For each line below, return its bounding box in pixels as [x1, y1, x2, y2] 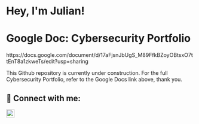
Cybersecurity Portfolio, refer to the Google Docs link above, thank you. [6, 76, 182, 83]
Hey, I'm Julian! [6, 4, 85, 18]
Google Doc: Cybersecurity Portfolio [6, 32, 191, 46]
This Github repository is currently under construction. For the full [6, 69, 169, 77]
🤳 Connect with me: [6, 93, 81, 103]
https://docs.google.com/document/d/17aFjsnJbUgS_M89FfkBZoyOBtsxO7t [6, 52, 193, 59]
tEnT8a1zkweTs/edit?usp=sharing [6, 58, 88, 65]
